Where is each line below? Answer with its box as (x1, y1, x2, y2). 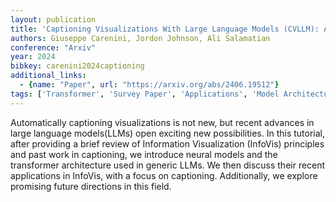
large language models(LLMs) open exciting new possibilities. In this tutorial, (10, 127, 326, 139)
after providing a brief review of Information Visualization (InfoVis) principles (10, 137, 325, 150)
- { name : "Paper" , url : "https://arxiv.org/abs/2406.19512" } (19, 80, 280, 90)
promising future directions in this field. (10, 180, 172, 192)
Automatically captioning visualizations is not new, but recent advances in (10, 116, 315, 128)
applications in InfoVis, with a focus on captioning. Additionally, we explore (10, 169, 318, 181)
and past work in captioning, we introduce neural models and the (10, 148, 278, 160)
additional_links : (10, 71, 87, 81)
